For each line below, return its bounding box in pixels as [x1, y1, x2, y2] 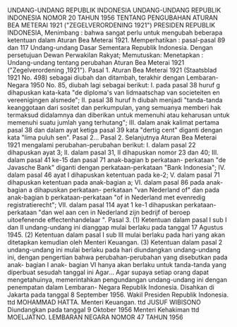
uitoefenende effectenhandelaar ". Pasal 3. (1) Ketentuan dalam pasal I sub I [7, 216, 227, 224]
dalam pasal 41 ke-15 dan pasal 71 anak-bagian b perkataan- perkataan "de [7, 156, 226, 164]
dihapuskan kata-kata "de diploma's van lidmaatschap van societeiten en [7, 88, 220, 97]
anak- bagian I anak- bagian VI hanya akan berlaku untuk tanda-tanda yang [7, 261, 227, 269]
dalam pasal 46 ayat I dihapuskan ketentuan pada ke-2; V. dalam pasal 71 [7, 171, 220, 179]
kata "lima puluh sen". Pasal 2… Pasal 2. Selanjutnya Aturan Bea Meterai [7, 133, 217, 142]
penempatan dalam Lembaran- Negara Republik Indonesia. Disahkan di [7, 283, 215, 291]
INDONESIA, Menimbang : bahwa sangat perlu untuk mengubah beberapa [7, 28, 223, 37]
